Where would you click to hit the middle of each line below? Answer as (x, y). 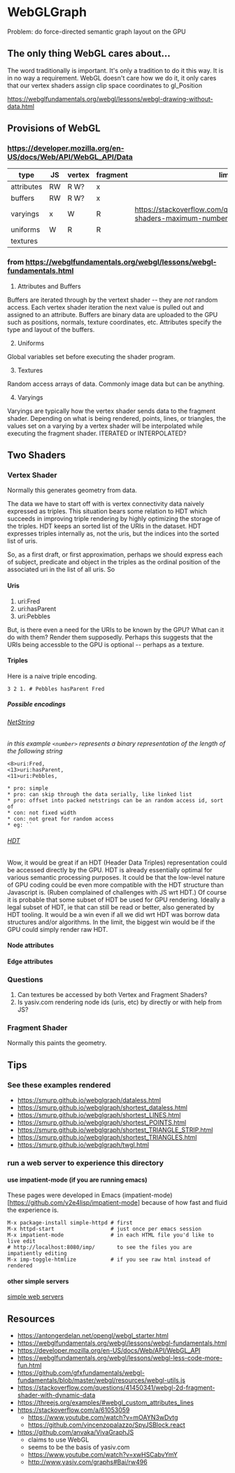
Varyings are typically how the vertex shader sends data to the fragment (111, 411)
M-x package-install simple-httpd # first (70, 1223)
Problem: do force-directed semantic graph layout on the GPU (97, 32)
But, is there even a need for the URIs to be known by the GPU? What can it (116, 629)
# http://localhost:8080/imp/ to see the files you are (100, 1248)
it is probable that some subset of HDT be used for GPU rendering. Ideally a (116, 900)
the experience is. (33, 1210)
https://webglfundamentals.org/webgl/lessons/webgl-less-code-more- (120, 1358)
